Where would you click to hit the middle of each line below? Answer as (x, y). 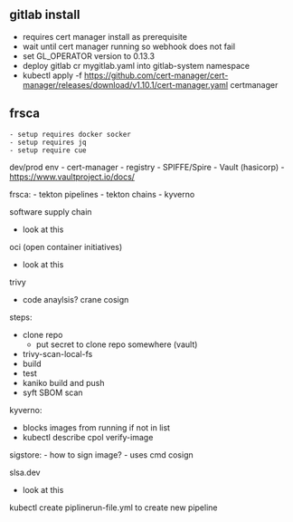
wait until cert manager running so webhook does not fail (129, 46)
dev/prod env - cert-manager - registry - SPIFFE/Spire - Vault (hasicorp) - (147, 167)
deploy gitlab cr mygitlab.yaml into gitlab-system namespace (136, 65)
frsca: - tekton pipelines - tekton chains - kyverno (102, 194)
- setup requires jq (48, 142)
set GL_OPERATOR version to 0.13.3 (89, 56)
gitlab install (45, 15)
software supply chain (51, 211)
